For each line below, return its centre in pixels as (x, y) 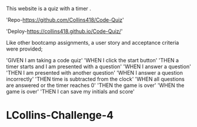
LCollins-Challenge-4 (60, 116)
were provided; (24, 49)
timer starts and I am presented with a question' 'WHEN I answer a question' (98, 66)
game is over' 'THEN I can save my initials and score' (71, 91)
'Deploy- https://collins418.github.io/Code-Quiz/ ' (64, 31)
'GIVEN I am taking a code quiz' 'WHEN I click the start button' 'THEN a (93, 60)
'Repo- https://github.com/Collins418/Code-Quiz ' (65, 20)
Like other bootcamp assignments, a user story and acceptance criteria (93, 43)
